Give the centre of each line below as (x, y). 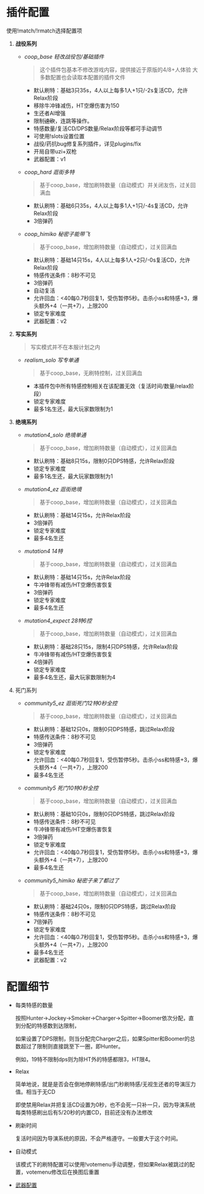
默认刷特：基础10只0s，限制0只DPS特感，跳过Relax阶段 (104, 814)
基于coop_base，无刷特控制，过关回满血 (91, 373)
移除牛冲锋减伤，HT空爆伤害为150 (76, 105)
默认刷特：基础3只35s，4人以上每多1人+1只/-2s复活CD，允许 (111, 90)
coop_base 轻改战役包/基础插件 (64, 56)
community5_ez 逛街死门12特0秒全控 (71, 703)
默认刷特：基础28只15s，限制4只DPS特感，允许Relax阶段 (106, 646)
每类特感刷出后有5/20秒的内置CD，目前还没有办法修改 (84, 1112)
